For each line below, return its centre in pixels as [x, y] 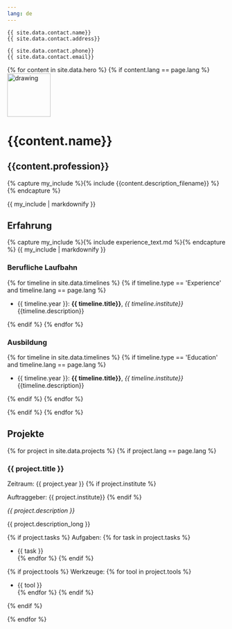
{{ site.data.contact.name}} [49, 33]
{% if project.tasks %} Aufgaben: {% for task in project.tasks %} [99, 538]
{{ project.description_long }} [49, 524]
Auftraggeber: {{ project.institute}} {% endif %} [74, 497]
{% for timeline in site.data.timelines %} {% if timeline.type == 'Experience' [114, 283]
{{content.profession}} [58, 167]
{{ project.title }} [36, 468]
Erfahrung [29, 226]
